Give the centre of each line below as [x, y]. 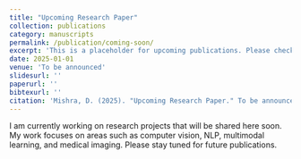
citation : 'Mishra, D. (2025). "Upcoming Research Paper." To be [133, 100]
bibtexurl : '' [36, 92]
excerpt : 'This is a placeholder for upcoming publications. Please [140, 51]
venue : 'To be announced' [57, 68]
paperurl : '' [34, 84]
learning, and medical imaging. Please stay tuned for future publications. [143, 145]
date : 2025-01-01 [42, 59]
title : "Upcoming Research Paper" [74, 17]
